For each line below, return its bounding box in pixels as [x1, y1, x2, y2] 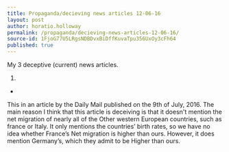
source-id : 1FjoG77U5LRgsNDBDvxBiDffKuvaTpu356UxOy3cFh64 [7, 36, 176, 42]
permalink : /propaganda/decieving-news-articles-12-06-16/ [7, 29, 180, 36]
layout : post [7, 16, 45, 23]
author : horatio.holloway [7, 23, 81, 29]
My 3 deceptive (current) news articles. [7, 61, 119, 68]
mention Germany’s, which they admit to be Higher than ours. [7, 137, 180, 144]
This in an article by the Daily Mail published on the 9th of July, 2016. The [7, 101, 215, 108]
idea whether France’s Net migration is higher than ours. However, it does [7, 129, 215, 138]
